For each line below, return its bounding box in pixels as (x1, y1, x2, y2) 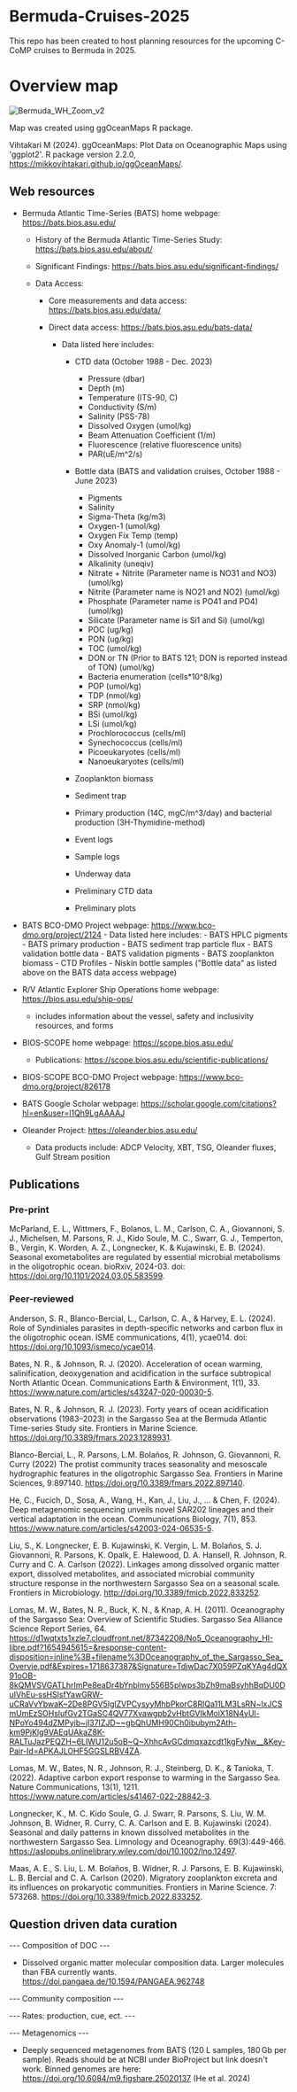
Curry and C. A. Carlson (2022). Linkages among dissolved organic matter (9, 1559, 280, 1569)
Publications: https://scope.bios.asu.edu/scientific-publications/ (34, 1054, 269, 1065)
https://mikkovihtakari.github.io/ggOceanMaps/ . (9, 158, 184, 169)
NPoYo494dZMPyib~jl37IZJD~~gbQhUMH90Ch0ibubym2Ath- (9, 1717, 237, 1728)
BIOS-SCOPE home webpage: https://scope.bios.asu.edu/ (21, 1037, 234, 1047)
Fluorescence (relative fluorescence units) (88, 439, 242, 449)
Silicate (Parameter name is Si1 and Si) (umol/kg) (88, 614, 265, 626)
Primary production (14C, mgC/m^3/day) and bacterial (74, 807, 272, 818)
